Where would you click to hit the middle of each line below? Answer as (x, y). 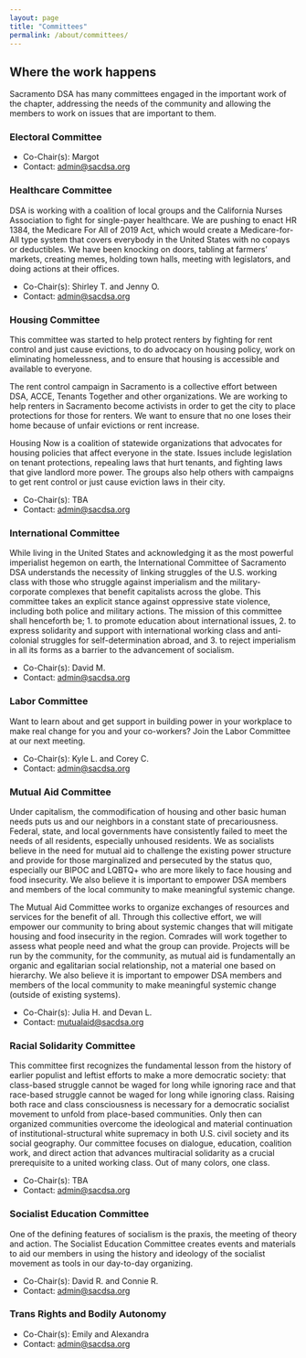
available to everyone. (51, 369)
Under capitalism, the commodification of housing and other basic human (148, 811)
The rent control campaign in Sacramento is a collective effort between (143, 387)
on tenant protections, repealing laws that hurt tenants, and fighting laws (146, 463)
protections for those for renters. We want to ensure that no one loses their (151, 416)
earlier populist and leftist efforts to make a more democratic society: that (148, 1075)
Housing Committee (55, 319)
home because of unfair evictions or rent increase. (105, 425)
